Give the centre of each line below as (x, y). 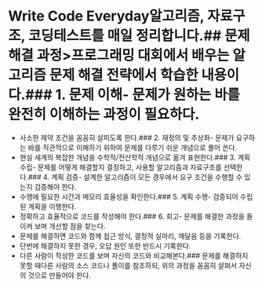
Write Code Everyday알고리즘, (106, 16)
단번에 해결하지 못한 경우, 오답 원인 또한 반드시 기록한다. (105, 245)
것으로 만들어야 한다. (60, 275)
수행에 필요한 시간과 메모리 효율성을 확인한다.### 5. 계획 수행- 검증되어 (129, 197)
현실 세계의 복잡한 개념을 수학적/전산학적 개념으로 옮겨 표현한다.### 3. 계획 (135, 157)
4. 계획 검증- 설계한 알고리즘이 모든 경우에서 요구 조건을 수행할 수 (143, 177)
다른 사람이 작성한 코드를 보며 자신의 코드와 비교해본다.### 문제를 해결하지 (134, 256)
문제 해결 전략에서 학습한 (124, 75)
